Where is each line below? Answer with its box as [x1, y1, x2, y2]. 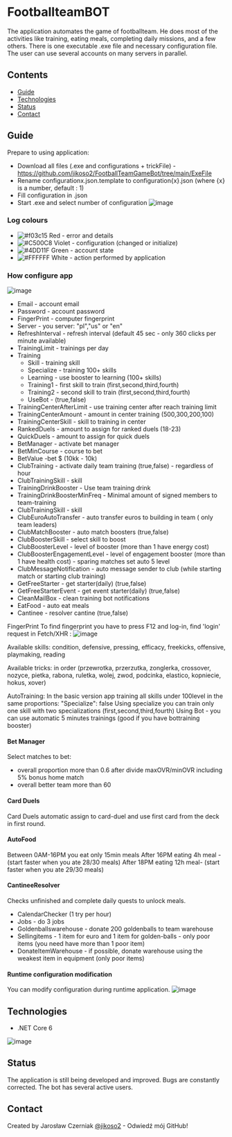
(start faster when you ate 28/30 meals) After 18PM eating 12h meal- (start [7, 858, 220, 866]
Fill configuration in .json [17, 191, 88, 199]
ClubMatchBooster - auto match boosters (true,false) [17, 528, 169, 537]
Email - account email [17, 300, 80, 308]
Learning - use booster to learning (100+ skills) [27, 373, 162, 382]
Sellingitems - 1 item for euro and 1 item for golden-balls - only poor [17, 932, 211, 940]
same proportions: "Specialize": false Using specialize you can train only [7, 699, 215, 708]
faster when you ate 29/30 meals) [7, 865, 104, 873]
